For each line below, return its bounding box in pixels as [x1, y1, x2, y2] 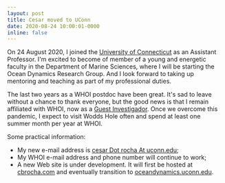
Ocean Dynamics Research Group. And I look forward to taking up [7, 70, 194, 78]
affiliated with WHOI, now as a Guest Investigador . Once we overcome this [7, 105, 218, 113]
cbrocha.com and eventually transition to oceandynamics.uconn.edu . [17, 168, 214, 176]
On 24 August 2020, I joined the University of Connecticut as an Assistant [7, 48, 217, 56]
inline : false [7, 29, 48, 36]
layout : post [7, 10, 45, 17]
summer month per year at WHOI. [7, 119, 103, 127]
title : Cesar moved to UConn [7, 16, 91, 23]
